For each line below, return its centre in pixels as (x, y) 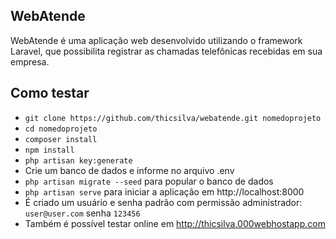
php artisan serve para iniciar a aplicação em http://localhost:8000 (164, 191)
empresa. (30, 61)
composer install (61, 139)
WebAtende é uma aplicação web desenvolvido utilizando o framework (156, 40)
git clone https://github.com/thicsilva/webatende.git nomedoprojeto (173, 118)
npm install (49, 150)
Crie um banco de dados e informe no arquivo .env (129, 170)
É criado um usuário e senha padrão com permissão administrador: (163, 202)
